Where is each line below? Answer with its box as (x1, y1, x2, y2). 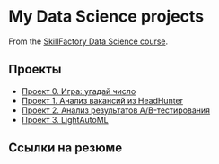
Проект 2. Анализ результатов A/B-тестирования (21, 105, 211, 116)
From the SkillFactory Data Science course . (8, 36, 169, 47)
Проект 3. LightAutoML (21, 114, 109, 125)
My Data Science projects (8, 6, 204, 27)
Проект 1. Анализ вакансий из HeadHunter (21, 95, 184, 106)
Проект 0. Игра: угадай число (21, 85, 136, 96)
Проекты (8, 62, 62, 77)
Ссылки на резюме (8, 141, 123, 156)
